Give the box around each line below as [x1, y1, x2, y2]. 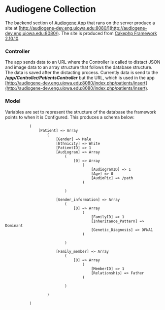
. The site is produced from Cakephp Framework [59, 30, 157, 36]
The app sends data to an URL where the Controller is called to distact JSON [5, 59, 161, 65]
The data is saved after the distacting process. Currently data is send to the [5, 70, 159, 76]
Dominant [5, 223, 23, 228]
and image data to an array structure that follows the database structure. [5, 64, 153, 70]
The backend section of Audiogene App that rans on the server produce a [5, 20, 155, 26]
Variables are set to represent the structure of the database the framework [5, 109, 157, 115]
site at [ [5, 25, 21, 31]
